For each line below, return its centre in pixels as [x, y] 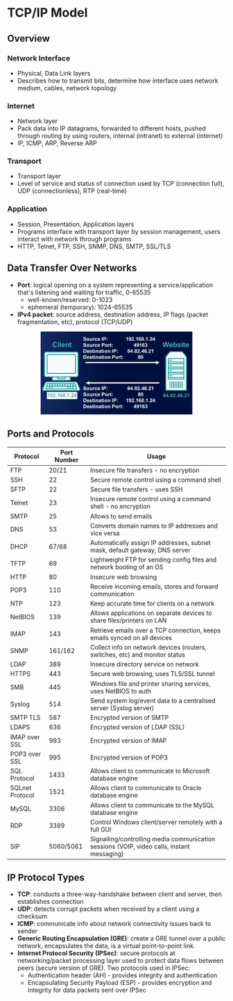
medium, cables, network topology [67, 87]
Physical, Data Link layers [54, 73]
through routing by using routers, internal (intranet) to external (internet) [120, 136]
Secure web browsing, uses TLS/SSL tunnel [152, 674]
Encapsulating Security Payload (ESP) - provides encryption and [120, 983]
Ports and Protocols [51, 434]
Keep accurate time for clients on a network [152, 604]
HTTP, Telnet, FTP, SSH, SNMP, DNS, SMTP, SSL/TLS [94, 246]
